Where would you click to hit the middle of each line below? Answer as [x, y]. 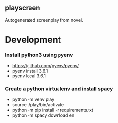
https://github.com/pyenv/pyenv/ [45, 66]
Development [33, 40]
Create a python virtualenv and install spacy [59, 89]
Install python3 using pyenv [39, 55]
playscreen [23, 8]
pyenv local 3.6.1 [29, 76]
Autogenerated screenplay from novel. [44, 20]
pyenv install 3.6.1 [30, 71]
